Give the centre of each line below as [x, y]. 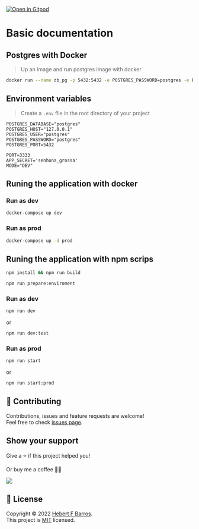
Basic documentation [60, 33]
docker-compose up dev [34, 213]
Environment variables [49, 99]
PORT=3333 [18, 155]
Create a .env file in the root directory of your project [85, 113]
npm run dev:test [28, 333]
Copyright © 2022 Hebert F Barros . [49, 514]
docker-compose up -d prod [39, 241]
